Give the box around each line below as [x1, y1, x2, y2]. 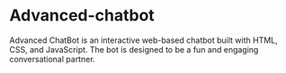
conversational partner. [9, 53, 96, 64]
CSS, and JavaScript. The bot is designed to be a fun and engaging [9, 44, 259, 54]
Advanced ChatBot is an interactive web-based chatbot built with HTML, [9, 35, 279, 45]
